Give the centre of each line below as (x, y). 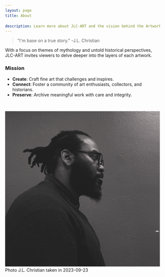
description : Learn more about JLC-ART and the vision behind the (74, 26)
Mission (15, 68)
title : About (18, 16)
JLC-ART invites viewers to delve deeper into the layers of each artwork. (79, 55)
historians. (23, 89)
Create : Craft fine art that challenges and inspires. (63, 79)
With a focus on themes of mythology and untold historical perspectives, (79, 50)
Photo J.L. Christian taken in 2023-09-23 (47, 270)
